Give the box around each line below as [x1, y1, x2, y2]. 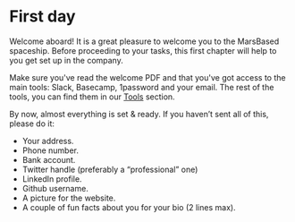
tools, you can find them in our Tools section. [9, 91, 176, 102]
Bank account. [21, 154, 76, 165]
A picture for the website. [21, 192, 116, 203]
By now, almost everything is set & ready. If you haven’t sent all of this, [9, 108, 269, 119]
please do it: [9, 118, 55, 129]
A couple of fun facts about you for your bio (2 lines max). [21, 201, 236, 212]
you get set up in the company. [9, 55, 123, 65]
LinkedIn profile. [21, 173, 82, 184]
